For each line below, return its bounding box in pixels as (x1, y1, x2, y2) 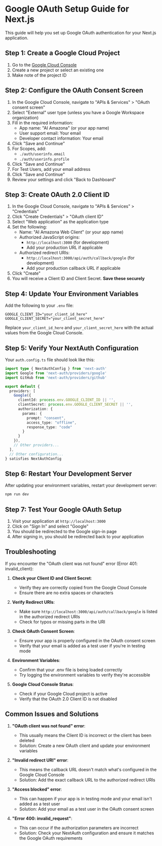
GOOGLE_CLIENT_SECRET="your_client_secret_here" (5, 316, 105, 321)
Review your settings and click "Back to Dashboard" (12, 176, 116, 182)
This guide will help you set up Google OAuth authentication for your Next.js (5, 30, 156, 35)
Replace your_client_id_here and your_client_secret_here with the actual (5, 325, 154, 331)
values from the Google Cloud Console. (5, 330, 84, 336)
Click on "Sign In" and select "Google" (12, 523, 88, 529)
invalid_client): (5, 565, 34, 571)
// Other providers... (14, 443, 59, 448)
